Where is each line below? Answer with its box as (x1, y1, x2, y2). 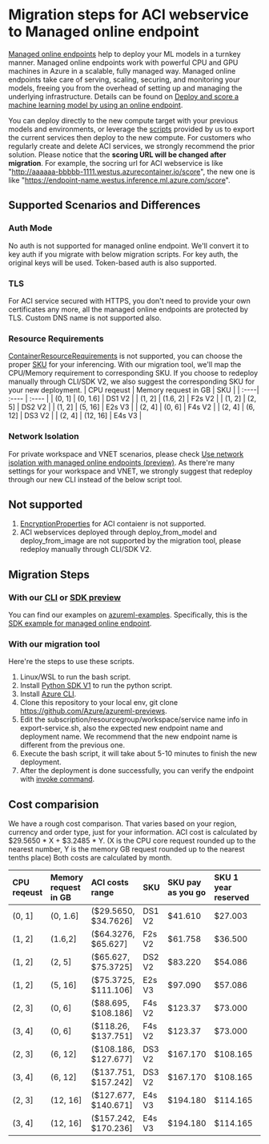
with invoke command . (19, 775, 95, 784)
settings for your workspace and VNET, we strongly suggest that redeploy (8, 466, 253, 476)
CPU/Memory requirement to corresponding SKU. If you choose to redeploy (8, 369, 259, 378)
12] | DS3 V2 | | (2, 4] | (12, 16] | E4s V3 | (8, 411, 143, 421)
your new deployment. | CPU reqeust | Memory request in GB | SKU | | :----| (8, 385, 259, 395)
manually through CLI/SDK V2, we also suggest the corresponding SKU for (8, 377, 255, 386)
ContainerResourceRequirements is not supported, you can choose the (8, 351, 243, 361)
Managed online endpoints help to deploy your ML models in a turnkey (8, 49, 242, 58)
